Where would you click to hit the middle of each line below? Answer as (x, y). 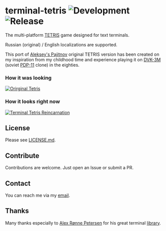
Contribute (22, 156)
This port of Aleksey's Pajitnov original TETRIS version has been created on (82, 54)
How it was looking (28, 78)
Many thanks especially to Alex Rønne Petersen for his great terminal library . (83, 223)
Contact (18, 183)
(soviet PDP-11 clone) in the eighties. (42, 65)
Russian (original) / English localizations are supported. (61, 44)
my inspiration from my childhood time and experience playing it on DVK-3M (83, 59)
